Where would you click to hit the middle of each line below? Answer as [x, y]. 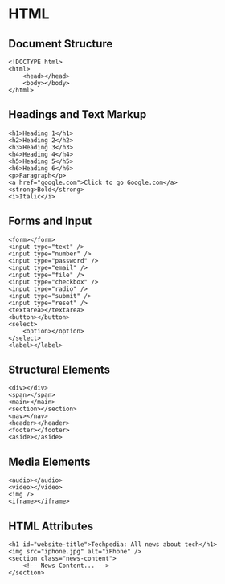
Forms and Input [50, 221]
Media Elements [49, 461]
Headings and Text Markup [78, 114]
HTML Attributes [51, 526]
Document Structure [61, 44]
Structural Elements [59, 370]
